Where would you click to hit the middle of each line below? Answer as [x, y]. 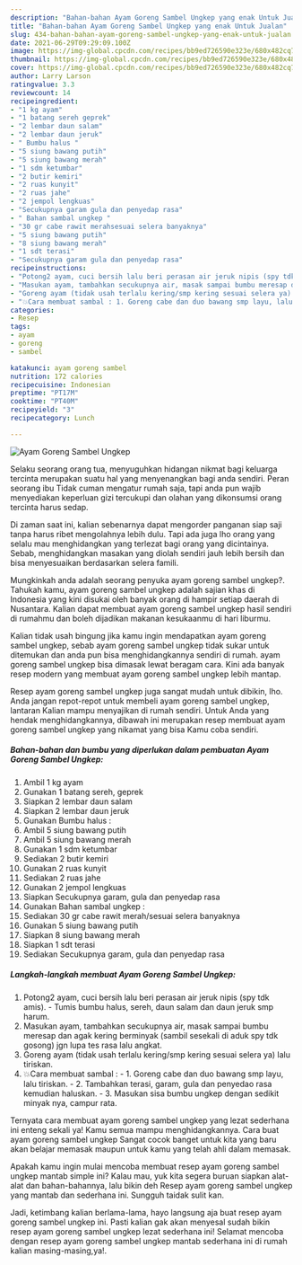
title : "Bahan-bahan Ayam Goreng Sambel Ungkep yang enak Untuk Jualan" [149, 26]
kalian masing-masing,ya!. [59, 1251]
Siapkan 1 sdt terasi [59, 944]
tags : [20, 327]
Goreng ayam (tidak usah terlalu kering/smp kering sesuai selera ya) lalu [156, 1054]
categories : [32, 310]
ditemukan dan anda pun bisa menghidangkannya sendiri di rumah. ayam [145, 655]
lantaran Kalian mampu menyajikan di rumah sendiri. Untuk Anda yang [140, 710]
